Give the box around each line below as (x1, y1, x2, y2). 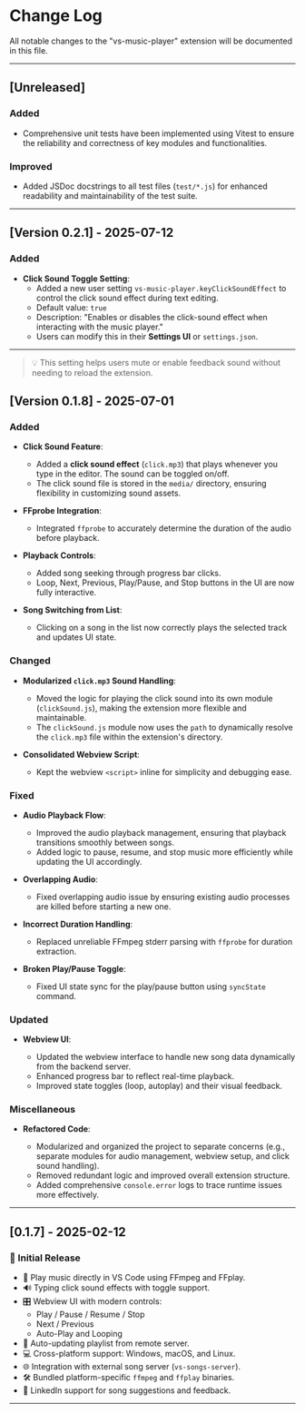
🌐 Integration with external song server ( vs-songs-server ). (22, 1361, 241, 1372)
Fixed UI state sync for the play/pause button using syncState (35, 981, 266, 992)
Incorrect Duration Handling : (22, 918, 133, 929)
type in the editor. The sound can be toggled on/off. (35, 468, 230, 479)
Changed (9, 654, 52, 667)
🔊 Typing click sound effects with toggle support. (22, 1282, 211, 1293)
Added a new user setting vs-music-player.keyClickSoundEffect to (35, 282, 287, 293)
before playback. (35, 533, 100, 544)
